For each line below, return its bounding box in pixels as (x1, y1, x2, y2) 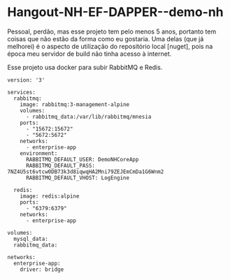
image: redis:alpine (20, 193, 80, 200)
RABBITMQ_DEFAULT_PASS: (25, 162, 96, 169)
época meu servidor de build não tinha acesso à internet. (7, 50, 172, 58)
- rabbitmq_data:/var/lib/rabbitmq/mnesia (25, 113, 152, 120)
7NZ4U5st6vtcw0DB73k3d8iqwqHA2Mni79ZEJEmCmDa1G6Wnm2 (7, 168, 164, 175)
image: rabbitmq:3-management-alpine (20, 101, 130, 108)
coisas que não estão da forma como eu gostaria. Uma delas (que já (7, 34, 204, 43)
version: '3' (7, 76, 45, 84)
